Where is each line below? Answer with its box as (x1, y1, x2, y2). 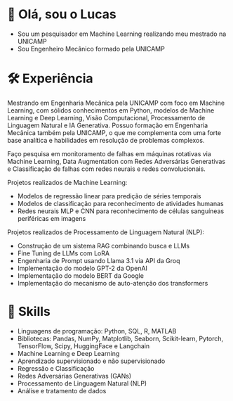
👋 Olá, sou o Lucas (7, 6, 117, 23)
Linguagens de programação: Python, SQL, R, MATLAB (17, 326, 177, 335)
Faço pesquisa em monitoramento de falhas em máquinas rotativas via (7, 149, 212, 158)
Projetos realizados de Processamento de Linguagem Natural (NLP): (7, 228, 205, 236)
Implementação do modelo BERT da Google (17, 271, 144, 280)
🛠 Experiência (7, 70, 93, 87)
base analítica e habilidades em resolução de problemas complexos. (7, 136, 205, 144)
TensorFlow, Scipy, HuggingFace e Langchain (17, 341, 150, 350)
